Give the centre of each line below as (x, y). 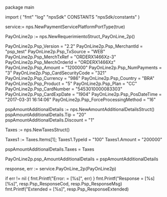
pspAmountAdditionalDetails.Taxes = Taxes (50, 149)
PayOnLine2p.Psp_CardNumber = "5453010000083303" (64, 89)
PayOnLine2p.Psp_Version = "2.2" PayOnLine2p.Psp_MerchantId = (74, 46)
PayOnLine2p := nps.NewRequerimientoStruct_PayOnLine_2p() (70, 36)
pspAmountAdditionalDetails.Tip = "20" (46, 115)
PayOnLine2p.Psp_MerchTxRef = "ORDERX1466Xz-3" (61, 57)
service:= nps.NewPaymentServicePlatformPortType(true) (65, 27)
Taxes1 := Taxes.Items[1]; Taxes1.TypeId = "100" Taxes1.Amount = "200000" (84, 139)
